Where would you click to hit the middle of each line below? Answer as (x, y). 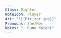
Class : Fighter (21, 10)
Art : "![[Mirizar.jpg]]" (31, 19)
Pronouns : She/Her (24, 23)
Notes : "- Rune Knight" (30, 28)
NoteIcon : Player (23, 14)
